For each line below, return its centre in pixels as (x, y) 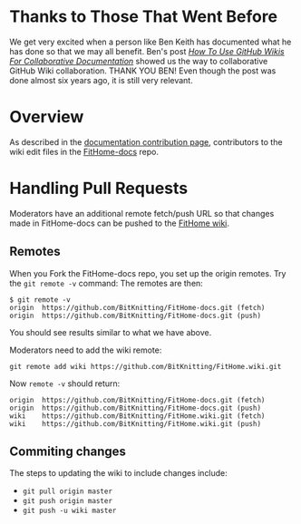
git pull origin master (68, 491)
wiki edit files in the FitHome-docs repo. (84, 151)
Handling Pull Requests (99, 189)
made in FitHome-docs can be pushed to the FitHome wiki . (119, 223)
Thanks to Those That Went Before (144, 17)
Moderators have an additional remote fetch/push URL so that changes (142, 213)
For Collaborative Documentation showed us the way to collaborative (139, 61)
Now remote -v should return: (65, 383)
